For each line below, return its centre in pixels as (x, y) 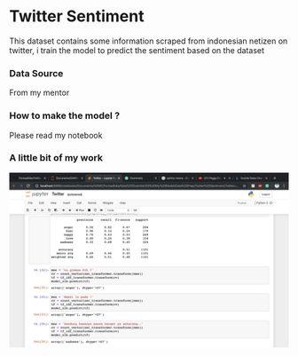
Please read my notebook (56, 135)
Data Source (36, 73)
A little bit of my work (56, 158)
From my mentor (39, 93)
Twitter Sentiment (77, 16)
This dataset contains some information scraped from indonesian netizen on (149, 41)
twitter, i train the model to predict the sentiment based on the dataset (137, 50)
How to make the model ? (65, 115)
